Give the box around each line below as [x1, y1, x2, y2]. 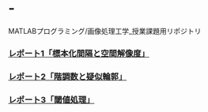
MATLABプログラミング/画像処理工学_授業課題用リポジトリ [8, 26, 202, 35]
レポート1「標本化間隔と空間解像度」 [8, 47, 150, 58]
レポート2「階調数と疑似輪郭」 [8, 71, 127, 82]
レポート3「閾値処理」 [8, 94, 95, 105]
